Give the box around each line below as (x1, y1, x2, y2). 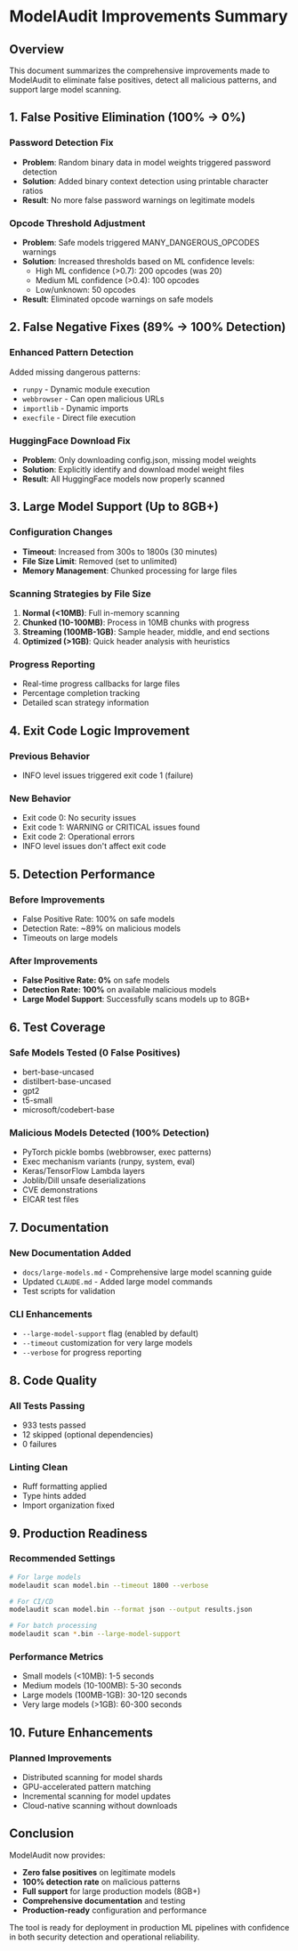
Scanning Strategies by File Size (9, 587, 151, 600)
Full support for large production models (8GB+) (21, 1885, 201, 1897)
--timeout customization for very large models (21, 1338, 193, 1348)
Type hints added (21, 1491, 86, 1502)
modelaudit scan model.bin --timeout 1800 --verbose (9, 1581, 209, 1590)
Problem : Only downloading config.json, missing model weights (21, 454, 256, 465)
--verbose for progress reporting (21, 1347, 142, 1358)
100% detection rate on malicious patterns (21, 1876, 181, 1887)
